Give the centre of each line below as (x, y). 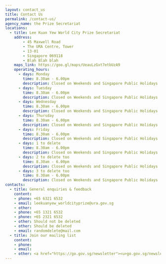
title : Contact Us (24, 14)
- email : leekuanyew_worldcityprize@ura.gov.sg (64, 203)
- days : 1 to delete (39, 143)
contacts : (15, 185)
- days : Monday (34, 74)
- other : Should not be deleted (47, 222)
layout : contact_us (25, 10)
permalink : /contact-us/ (31, 19)
